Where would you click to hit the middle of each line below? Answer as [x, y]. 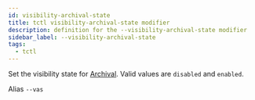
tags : [17, 45]
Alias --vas [26, 89]
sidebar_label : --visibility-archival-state [82, 37]
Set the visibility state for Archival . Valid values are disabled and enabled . [126, 74]
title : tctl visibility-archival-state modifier [89, 23]
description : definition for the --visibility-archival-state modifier [127, 30]
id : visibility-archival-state [59, 15]
